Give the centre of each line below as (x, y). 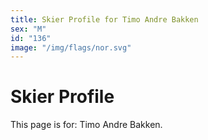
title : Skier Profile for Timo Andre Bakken (104, 19)
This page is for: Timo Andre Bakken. (86, 125)
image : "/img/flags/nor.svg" (71, 47)
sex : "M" (28, 29)
